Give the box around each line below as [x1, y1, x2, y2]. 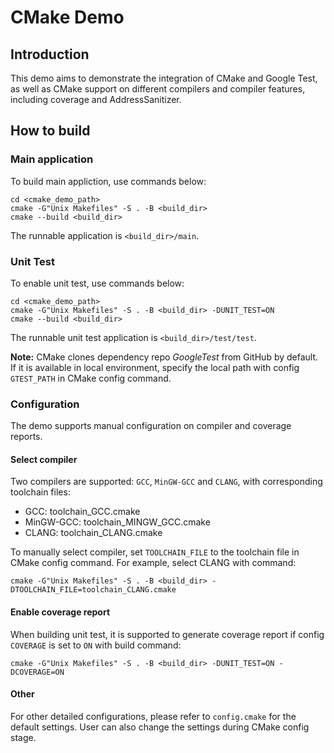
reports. [10, 431, 43, 443]
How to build [10, 122, 91, 140]
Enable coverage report [10, 606, 111, 618]
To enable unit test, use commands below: [10, 277, 185, 289]
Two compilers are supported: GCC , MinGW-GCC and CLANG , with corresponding [10, 476, 323, 488]
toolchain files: [10, 486, 71, 498]
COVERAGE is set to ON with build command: [10, 639, 182, 651]
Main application [10, 152, 94, 166]
